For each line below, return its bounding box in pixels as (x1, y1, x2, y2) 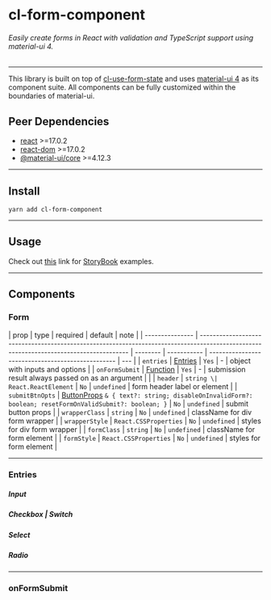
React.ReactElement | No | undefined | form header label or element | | (8, 381, 238, 391)
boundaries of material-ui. (8, 91, 95, 101)
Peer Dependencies (8, 115, 110, 128)
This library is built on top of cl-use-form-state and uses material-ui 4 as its (8, 74, 260, 84)
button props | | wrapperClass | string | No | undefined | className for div (8, 407, 252, 417)
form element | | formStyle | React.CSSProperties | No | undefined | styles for (8, 433, 261, 443)
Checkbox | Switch (8, 510, 73, 519)
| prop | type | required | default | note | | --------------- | (8, 329, 198, 340)
